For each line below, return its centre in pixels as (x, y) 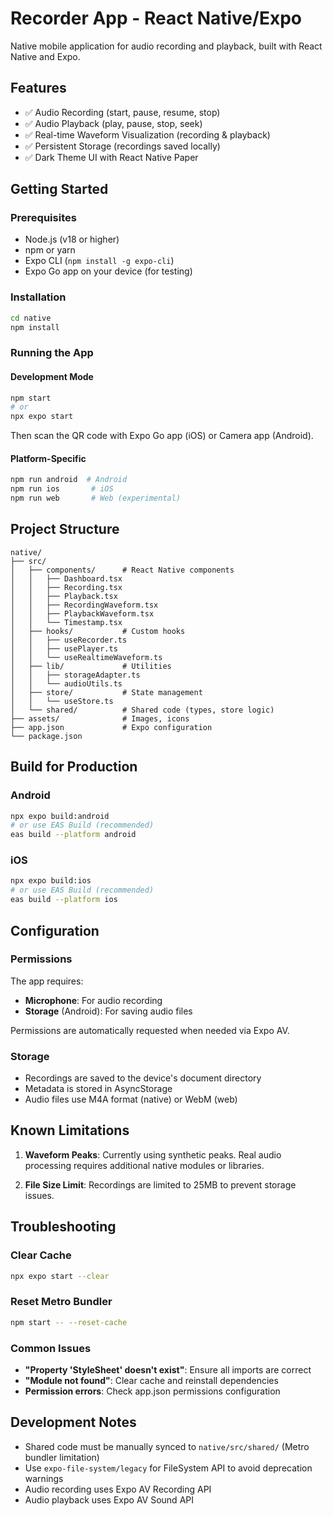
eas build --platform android (73, 835)
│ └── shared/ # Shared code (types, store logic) (142, 710)
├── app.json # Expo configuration (111, 727)
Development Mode (52, 376)
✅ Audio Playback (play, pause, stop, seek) (113, 123)
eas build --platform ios (64, 900)
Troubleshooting (63, 1227)
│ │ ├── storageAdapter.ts (75, 675)
